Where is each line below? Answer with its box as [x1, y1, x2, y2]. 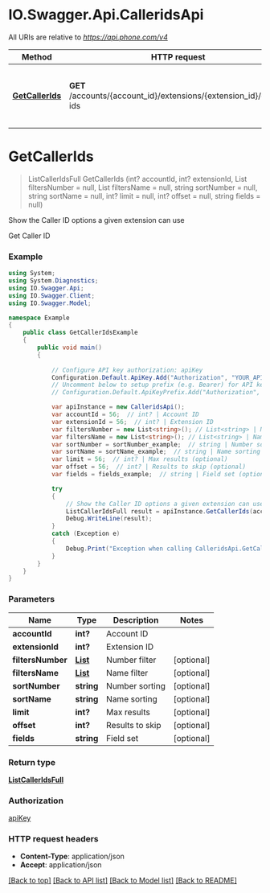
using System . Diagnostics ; [8, 277, 99, 285]
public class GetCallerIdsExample [22, 328, 138, 337]
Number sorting [105, 680, 166, 691]
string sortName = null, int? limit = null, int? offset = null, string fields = [27, 191, 261, 200]
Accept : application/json [19, 860, 102, 870]
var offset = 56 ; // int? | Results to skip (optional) [51, 463, 247, 471]
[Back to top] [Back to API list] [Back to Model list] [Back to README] [8, 875, 237, 886]
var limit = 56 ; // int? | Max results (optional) [51, 455, 228, 463]
